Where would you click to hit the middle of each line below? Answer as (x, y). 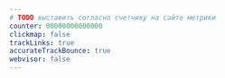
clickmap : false (40, 34)
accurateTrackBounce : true (60, 51)
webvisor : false (40, 59)
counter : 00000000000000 (56, 26)
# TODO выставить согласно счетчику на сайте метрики (113, 17)
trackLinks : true (42, 43)
